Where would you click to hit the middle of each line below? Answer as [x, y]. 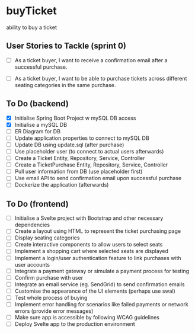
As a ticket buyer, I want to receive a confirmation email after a [91, 60]
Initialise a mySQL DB [41, 124]
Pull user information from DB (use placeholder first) [79, 172]
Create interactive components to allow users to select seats [89, 245]
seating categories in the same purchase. [65, 85]
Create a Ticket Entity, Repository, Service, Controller [80, 158]
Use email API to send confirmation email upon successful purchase [98, 178]
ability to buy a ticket [32, 27]
